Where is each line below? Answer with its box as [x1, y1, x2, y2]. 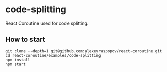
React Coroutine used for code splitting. [5, 20, 89, 26]
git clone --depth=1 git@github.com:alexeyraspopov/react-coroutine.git [5, 48, 162, 54]
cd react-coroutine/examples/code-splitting [5, 53, 101, 58]
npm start [5, 62, 26, 67]
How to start [5, 35, 45, 44]
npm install [5, 57, 30, 62]
